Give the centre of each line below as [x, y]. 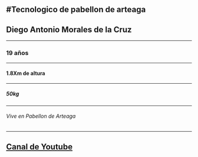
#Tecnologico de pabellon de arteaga [76, 10]
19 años [17, 53]
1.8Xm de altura [26, 73]
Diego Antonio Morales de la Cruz [69, 30]
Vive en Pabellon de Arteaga [41, 116]
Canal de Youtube [39, 147]
